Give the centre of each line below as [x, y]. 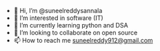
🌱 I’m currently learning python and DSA [71, 25]
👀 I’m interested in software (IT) [58, 18]
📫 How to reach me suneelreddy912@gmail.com [83, 40]
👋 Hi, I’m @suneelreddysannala [58, 11]
